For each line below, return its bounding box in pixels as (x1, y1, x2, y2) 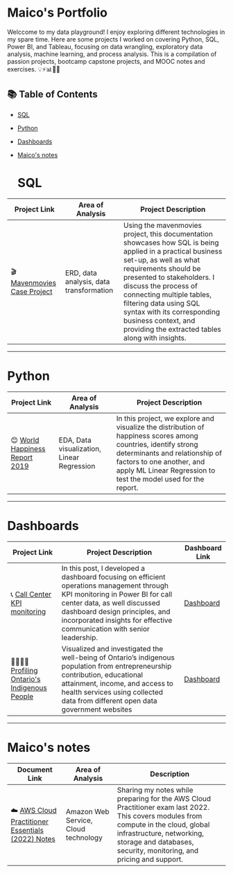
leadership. (61, 633, 98, 642)
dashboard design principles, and (61, 606, 171, 616)
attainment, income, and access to (61, 678, 173, 688)
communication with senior (61, 624, 150, 633)
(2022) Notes (10, 834, 55, 843)
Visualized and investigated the (61, 644, 164, 653)
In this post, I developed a (61, 563, 146, 573)
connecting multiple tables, (123, 290, 212, 299)
